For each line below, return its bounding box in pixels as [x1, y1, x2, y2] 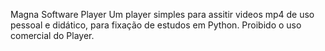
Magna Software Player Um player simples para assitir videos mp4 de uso [10, 9, 315, 20]
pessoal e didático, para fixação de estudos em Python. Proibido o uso [10, 19, 302, 31]
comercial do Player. [10, 30, 95, 41]
